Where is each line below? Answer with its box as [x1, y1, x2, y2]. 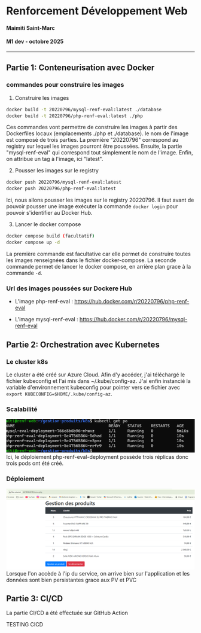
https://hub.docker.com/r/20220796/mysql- [80, 316, 188, 323]
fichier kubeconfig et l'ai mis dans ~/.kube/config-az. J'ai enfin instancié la [6, 377, 191, 384]
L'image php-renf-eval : [14, 298, 74, 305]
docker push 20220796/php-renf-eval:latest [6, 185, 117, 192]
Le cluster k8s [6, 357, 48, 366]
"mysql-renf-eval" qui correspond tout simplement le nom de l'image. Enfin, [6, 149, 193, 156]
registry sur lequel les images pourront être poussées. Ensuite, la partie [6, 142, 182, 150]
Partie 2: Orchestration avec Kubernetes [6, 339, 160, 349]
